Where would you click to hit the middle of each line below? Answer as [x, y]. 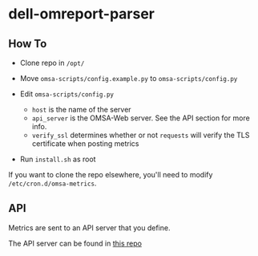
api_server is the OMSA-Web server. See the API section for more [141, 118]
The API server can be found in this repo [75, 243]
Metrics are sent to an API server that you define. [89, 228]
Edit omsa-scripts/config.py [67, 94]
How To [28, 44]
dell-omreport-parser [81, 14]
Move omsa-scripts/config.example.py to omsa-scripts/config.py [129, 78]
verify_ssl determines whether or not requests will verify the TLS [141, 135]
